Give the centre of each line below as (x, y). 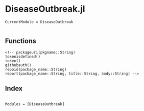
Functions (21, 41)
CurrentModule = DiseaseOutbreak (39, 22)
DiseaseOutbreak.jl (45, 9)
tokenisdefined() (23, 56)
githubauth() (18, 65)
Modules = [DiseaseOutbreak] (35, 104)
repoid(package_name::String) (36, 69)
